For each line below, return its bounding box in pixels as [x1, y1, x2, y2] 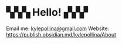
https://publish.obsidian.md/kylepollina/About [6, 31, 116, 38]
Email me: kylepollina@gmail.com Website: [6, 25, 110, 32]
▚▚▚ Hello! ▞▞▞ [6, 6, 88, 19]
